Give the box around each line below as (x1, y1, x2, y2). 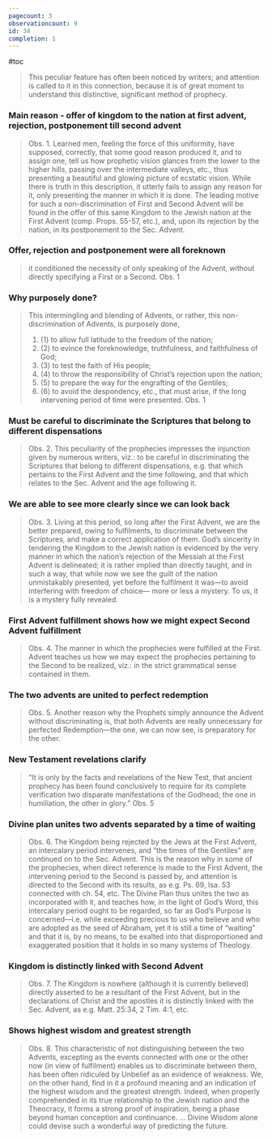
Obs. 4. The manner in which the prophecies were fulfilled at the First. (28, 644, 261, 653)
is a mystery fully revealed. (28, 594, 119, 604)
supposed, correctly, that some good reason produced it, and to (28, 147, 242, 156)
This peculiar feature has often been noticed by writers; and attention (28, 72, 260, 82)
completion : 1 (8, 34, 57, 43)
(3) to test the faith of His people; (40, 361, 151, 370)
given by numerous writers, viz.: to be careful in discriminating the (28, 452, 249, 462)
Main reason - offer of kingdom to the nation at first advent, (8, 110, 247, 122)
